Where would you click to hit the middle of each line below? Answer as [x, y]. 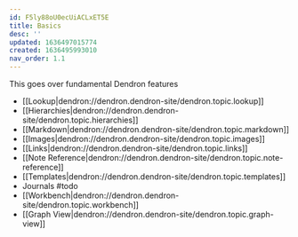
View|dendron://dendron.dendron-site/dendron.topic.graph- [163, 214]
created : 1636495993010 [53, 51]
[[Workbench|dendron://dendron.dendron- [101, 195]
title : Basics [36, 26]
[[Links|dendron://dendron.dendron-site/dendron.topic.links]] [135, 148]
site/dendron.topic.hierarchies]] [80, 120]
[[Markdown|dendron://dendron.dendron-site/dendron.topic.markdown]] [156, 129]
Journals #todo [50, 186]
